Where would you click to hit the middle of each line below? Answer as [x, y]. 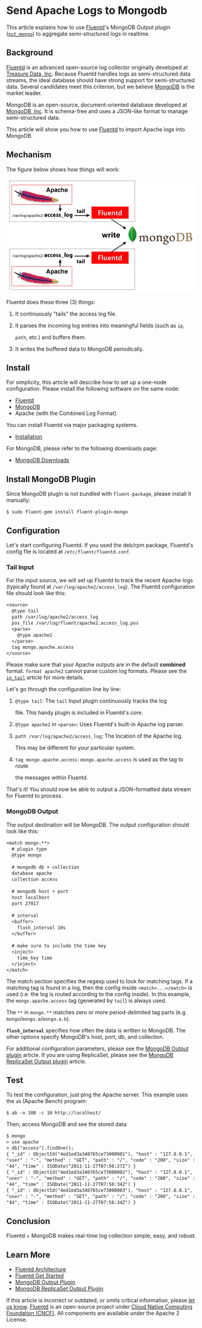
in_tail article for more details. [45, 677]
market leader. [24, 93]
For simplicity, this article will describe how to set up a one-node [87, 382]
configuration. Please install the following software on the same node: [93, 389]
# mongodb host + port [40, 891]
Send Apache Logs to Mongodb [87, 11]
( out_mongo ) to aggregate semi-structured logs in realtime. [78, 33]
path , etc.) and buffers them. [50, 337]
